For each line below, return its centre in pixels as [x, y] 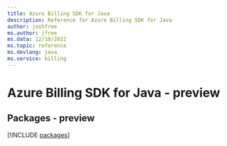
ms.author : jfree [32, 33]
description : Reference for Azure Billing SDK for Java [90, 20]
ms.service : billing [37, 59]
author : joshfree [32, 26]
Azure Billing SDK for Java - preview [114, 92]
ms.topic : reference [37, 46]
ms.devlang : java [32, 53]
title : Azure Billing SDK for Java [59, 13]
